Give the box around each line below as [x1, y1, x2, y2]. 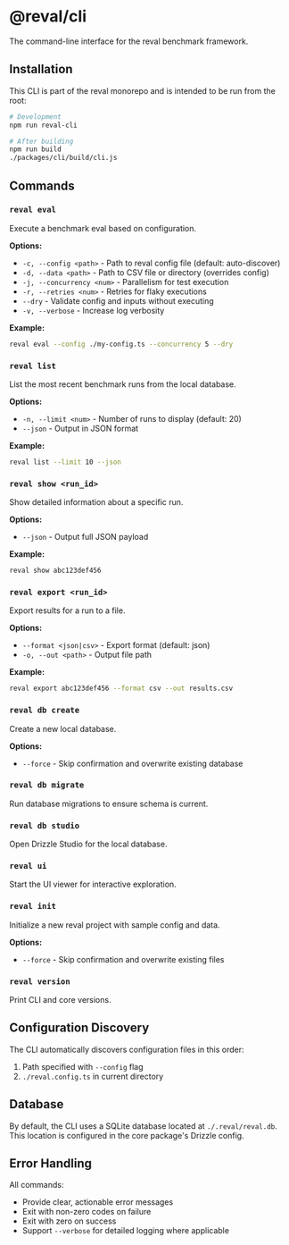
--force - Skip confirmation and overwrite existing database [21, 758, 244, 769]
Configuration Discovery [9, 1021, 150, 1036]
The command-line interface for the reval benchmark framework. [9, 36, 249, 46]
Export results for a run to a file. [9, 605, 126, 616]
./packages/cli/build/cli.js [9, 154, 118, 163]
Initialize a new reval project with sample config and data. [9, 919, 220, 930]
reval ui [9, 861, 47, 871]
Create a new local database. [9, 723, 117, 734]
